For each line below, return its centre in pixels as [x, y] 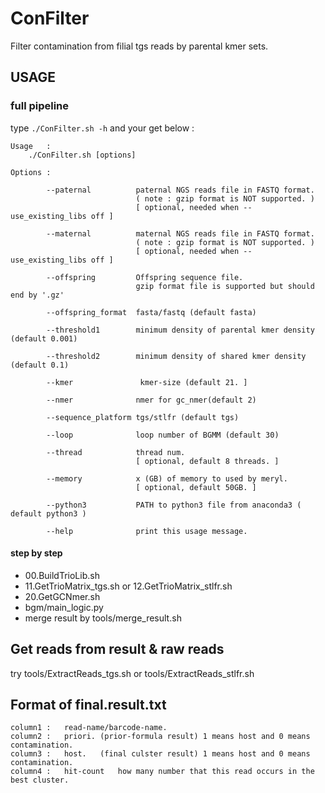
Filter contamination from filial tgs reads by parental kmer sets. [139, 46]
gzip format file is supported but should [225, 286]
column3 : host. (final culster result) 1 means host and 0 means [160, 754]
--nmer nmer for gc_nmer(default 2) [151, 400]
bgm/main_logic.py [64, 607]
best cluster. [40, 780]
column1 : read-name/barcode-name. [89, 728]
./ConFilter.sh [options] [82, 155]
